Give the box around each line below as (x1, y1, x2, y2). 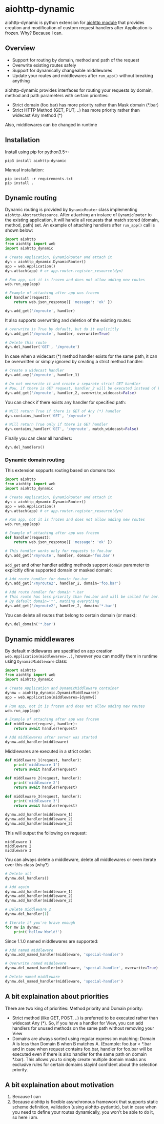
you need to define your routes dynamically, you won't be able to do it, (12, 1109, 155, 1115)
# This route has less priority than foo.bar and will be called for (5, 594, 150, 599)
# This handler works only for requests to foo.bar (5, 548, 112, 553)
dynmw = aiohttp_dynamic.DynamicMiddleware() (5, 690, 99, 695)
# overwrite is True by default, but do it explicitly (5, 327, 119, 331)
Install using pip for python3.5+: (5, 149, 69, 155)
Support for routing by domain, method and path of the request (12, 57, 140, 63)
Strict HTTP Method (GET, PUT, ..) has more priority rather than (12, 107, 140, 113)
